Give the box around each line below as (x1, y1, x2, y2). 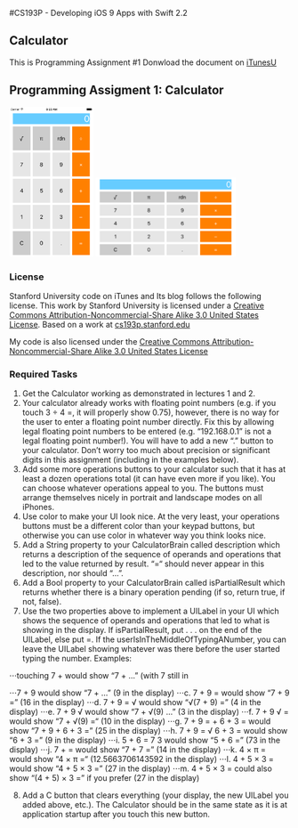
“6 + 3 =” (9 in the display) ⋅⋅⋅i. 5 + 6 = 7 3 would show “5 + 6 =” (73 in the (9, 735, 281, 746)
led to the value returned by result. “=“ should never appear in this (21, 558, 265, 569)
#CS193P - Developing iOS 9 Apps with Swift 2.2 (9, 8, 189, 18)
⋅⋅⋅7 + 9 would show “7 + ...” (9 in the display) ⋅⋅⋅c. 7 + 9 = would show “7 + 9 (9, 687, 290, 698)
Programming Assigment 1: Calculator (9, 83, 224, 98)
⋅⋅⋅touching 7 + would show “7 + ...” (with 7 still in (9, 670, 189, 681)
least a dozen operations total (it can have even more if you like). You (21, 474, 276, 484)
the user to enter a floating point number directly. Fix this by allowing (21, 417, 275, 427)
